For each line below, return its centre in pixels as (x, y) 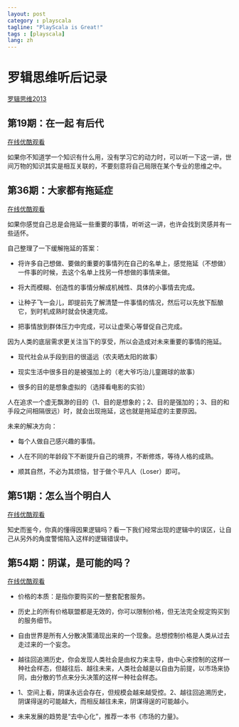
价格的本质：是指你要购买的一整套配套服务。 (83, 596)
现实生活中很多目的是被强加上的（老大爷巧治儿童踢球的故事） (108, 371)
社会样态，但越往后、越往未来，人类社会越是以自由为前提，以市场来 (124, 669)
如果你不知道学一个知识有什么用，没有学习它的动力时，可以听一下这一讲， (116, 156)
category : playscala (39, 21)
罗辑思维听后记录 (58, 78)
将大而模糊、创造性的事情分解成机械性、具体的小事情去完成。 (108, 287)
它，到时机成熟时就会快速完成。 (64, 311)
